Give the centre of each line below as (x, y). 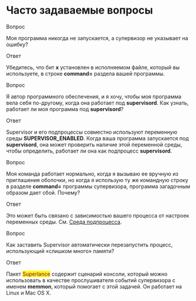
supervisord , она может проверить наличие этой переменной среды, (94, 144)
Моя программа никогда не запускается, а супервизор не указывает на (97, 38)
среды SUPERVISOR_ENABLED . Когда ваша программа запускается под (97, 138)
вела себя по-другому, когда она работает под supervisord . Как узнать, (97, 103)
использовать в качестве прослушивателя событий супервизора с (91, 280)
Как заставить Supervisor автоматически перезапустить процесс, (89, 245)
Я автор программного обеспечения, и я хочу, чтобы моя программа (94, 96)
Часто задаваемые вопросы (80, 10)
